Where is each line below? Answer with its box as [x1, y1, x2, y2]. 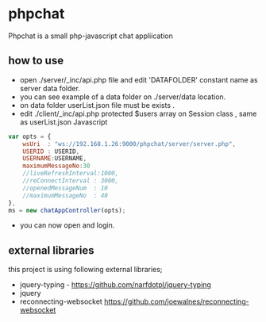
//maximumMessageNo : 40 [22, 191, 109, 199]
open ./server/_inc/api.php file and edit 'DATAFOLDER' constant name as [19, 75, 258, 84]
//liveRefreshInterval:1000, [22, 170, 119, 178]
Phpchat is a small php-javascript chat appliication [8, 31, 173, 40]
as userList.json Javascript [19, 117, 108, 127]
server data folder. [19, 83, 81, 93]
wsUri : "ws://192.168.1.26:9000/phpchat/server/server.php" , [22, 140, 237, 148]
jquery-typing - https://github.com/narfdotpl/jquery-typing [19, 280, 212, 289]
